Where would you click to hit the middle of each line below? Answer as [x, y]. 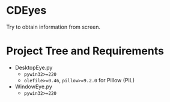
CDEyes [26, 10]
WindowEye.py [33, 86]
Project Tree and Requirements [85, 51]
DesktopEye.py [34, 67]
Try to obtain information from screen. [53, 27]
